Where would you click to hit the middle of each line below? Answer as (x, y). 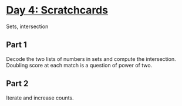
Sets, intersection (27, 26)
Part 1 (17, 45)
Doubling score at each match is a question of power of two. (79, 65)
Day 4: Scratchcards (57, 10)
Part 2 (17, 83)
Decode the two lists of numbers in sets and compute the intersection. (91, 59)
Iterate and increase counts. (40, 98)
